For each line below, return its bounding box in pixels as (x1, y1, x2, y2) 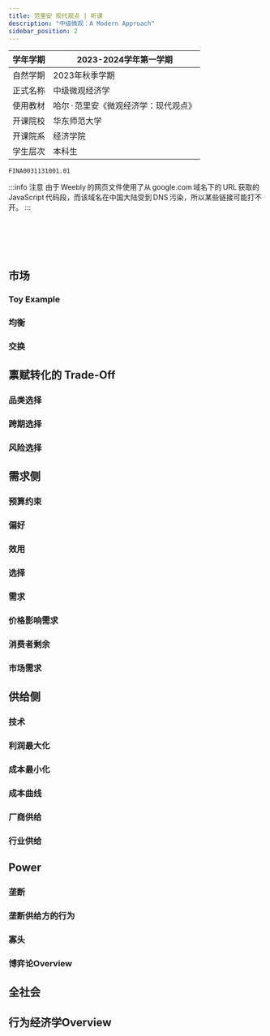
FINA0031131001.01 (8, 167, 71, 175)
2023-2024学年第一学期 (76, 54, 173, 66)
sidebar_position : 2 (8, 27, 79, 35)
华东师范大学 (53, 115, 103, 126)
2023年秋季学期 (53, 70, 115, 81)
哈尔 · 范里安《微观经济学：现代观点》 (53, 101, 197, 112)
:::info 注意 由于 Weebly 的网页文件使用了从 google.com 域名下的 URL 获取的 (8, 182, 259, 192)
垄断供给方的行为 (8, 910, 75, 921)
